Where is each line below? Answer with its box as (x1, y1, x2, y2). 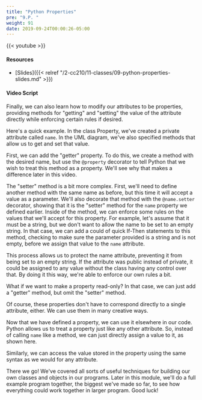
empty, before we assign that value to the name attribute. (6, 240, 145, 247)
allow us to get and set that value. (6, 140, 90, 147)
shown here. (6, 337, 37, 345)
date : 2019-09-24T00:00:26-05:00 (6, 25, 90, 32)
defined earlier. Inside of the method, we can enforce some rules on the (6, 208, 184, 215)
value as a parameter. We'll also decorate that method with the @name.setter (6, 195, 195, 202)
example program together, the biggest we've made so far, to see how (6, 380, 180, 387)
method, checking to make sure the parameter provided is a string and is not (6, 233, 196, 241)
